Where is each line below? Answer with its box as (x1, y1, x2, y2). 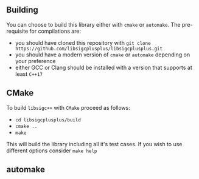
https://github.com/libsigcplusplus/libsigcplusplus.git (15, 46, 163, 52)
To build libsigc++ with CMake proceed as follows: (6, 104, 131, 111)
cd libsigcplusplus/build (15, 117, 81, 123)
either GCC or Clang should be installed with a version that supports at (15, 64, 193, 71)
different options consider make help (6, 147, 97, 154)
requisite (6, 27, 29, 35)
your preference (15, 57, 56, 64)
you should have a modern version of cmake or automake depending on (15, 51, 190, 58)
